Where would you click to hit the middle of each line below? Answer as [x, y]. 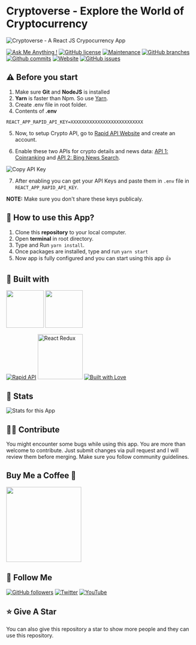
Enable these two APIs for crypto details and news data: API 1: [91, 151]
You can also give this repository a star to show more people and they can [98, 629]
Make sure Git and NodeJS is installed [62, 92]
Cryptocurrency [47, 24]
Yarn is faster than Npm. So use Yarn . [61, 98]
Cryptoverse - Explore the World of [95, 11]
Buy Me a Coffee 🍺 [41, 476]
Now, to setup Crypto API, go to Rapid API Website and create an [95, 133]
